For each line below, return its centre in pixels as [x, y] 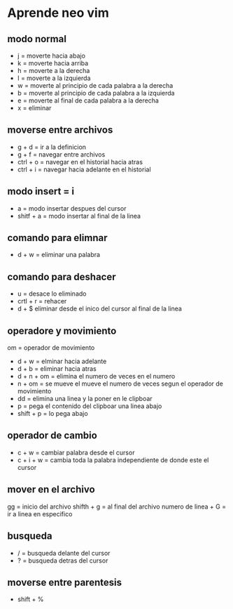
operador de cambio [52, 436]
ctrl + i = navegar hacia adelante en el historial [84, 169]
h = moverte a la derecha [54, 71]
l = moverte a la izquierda [54, 78]
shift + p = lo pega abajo [53, 414]
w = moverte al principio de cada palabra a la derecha [95, 85]
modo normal [37, 39]
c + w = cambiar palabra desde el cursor [76, 452]
